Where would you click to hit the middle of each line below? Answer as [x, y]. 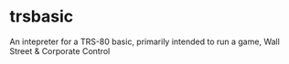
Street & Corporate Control [60, 50]
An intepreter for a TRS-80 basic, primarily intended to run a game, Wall [145, 41]
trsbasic [42, 17]
